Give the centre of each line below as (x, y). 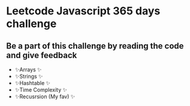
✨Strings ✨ (29, 76)
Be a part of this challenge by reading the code (95, 46)
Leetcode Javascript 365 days (83, 11)
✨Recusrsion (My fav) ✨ (45, 96)
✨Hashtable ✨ (33, 83)
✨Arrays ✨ (28, 69)
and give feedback (42, 55)
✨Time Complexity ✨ (41, 90)
